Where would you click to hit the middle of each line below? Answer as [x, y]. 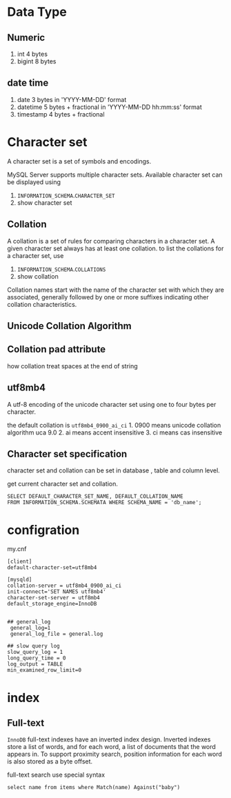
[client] [20, 562]
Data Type [37, 12]
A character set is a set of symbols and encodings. [79, 161]
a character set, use [36, 255]
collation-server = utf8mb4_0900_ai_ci [64, 586]
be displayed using [34, 182]
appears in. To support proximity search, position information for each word [115, 754]
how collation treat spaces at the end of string [72, 366]
